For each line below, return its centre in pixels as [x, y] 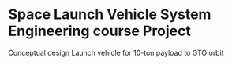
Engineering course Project [99, 31]
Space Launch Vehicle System [110, 14]
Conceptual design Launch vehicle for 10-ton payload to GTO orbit [116, 52]
